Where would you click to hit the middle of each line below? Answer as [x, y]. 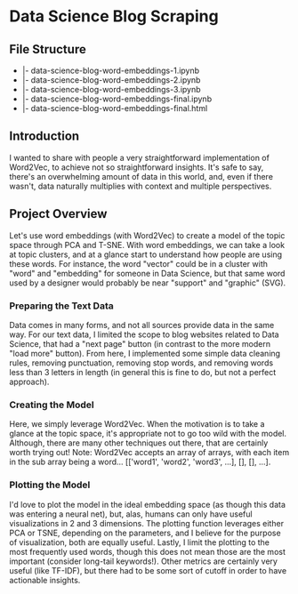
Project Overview [58, 214]
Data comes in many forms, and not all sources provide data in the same [142, 325]
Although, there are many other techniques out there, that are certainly [139, 443]
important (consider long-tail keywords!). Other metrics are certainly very [144, 561]
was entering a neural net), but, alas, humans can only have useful [131, 514]
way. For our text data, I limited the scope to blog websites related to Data [144, 334]
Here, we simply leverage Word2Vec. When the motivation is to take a [137, 424]
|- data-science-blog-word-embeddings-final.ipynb [117, 99]
